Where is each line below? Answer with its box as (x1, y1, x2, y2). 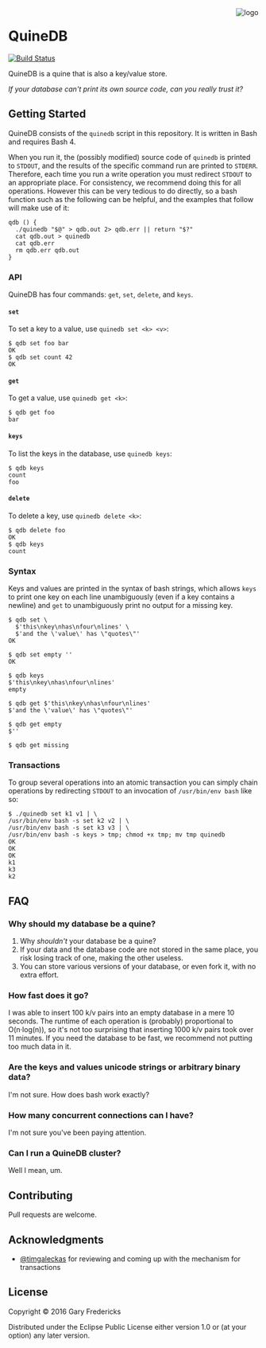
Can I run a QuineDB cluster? (8, 1147, 121, 1159)
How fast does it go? (8, 990, 89, 1001)
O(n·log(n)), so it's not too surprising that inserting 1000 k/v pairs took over (8, 1025, 254, 1034)
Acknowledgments (8, 1233, 105, 1246)
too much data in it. (8, 1042, 71, 1051)
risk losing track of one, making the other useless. (19, 953, 184, 963)
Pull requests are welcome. (8, 1210, 97, 1220)
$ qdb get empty (8, 720, 62, 729)
